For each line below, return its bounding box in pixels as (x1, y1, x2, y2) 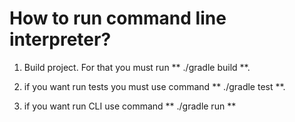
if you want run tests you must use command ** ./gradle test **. (23, 80, 286, 92)
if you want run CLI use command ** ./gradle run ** (23, 100, 237, 112)
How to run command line (9, 7, 227, 30)
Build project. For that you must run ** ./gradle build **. (23, 61, 251, 73)
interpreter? (9, 28, 112, 51)
